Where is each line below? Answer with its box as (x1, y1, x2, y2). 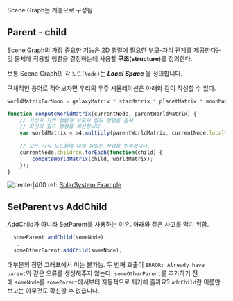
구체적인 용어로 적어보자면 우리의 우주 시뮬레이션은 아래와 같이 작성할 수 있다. (7, 84, 216, 92)
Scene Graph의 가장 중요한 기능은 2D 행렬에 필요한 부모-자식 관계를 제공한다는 (7, 46, 222, 54)
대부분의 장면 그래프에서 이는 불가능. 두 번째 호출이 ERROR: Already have (7, 260, 205, 268)
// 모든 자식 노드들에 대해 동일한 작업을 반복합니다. (19, 143, 150, 150)
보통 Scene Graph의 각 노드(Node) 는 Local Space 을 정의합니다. (7, 69, 183, 78)
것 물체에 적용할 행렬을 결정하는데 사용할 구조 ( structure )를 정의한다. (7, 54, 193, 62)
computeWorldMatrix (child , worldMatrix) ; (32, 155, 154, 162)
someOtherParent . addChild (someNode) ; (13, 247, 123, 254)
